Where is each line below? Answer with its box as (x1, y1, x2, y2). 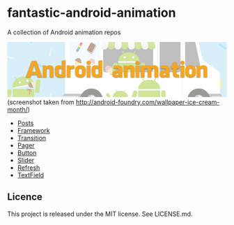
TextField (17, 170, 44, 179)
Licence (7, 191, 43, 203)
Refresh (17, 163, 40, 172)
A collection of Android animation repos (7, 28, 121, 36)
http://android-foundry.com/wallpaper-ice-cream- (75, 98, 220, 106)
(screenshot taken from (7, 98, 75, 106)
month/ (7, 105, 28, 113)
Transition (17, 133, 47, 142)
